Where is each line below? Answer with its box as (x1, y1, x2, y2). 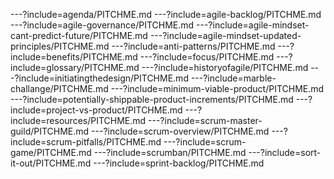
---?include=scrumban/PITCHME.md (93, 147, 247, 158)
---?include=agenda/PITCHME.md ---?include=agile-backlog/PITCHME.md (10, 9, 322, 20)
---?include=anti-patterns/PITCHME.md (111, 40, 276, 52)
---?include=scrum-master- (148, 115, 263, 126)
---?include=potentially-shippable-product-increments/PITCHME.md (10, 94, 294, 105)
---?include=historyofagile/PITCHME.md (141, 62, 309, 73)
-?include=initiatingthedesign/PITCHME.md (10, 72, 189, 84)
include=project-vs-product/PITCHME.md (10, 104, 183, 116)
